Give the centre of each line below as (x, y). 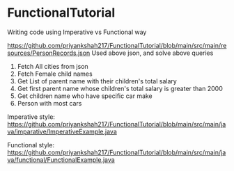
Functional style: (31, 145)
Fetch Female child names (55, 74)
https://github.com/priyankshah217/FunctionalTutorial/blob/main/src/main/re (117, 45)
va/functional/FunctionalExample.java (61, 160)
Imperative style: (31, 117)
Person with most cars (49, 103)
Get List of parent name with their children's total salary (97, 81)
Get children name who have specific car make (85, 96)
